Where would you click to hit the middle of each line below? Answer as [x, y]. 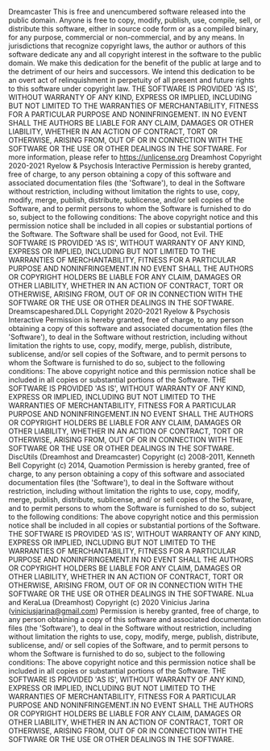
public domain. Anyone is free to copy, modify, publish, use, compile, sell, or [135, 20]
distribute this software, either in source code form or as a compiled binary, [134, 29]
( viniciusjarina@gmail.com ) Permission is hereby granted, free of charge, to [134, 611]
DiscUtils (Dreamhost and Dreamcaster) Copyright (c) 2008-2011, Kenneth [132, 457]
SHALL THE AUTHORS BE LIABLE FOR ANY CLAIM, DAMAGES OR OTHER [131, 123]
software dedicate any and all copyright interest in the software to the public [135, 54]
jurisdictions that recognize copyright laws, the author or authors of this [127, 46]
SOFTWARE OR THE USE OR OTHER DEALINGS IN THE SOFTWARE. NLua [131, 594]
